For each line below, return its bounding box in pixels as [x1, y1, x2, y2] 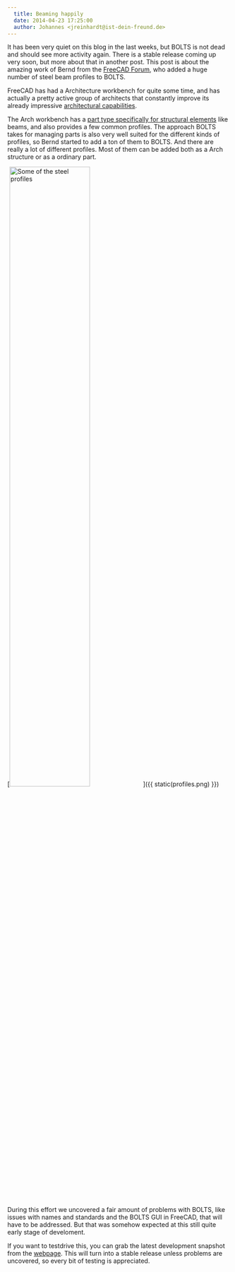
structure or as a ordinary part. [7, 153, 97, 161]
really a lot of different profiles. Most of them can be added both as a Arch [7, 145, 224, 154]
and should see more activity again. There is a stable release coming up [7, 50, 217, 59]
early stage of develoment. [7, 1228, 86, 1237]
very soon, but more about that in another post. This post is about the [7, 58, 210, 66]
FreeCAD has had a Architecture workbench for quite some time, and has [7, 86, 220, 95]
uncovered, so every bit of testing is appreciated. [7, 1256, 150, 1265]
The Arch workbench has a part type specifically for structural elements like [7, 115, 229, 124]
